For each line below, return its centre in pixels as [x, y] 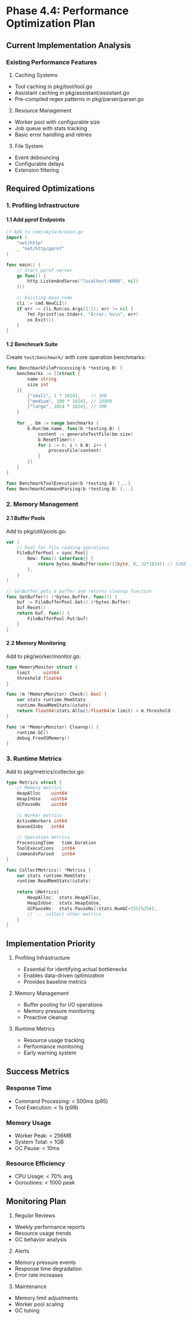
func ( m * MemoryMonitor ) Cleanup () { [53, 727]
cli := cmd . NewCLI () [42, 303]
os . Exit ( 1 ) [41, 320]
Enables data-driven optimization [64, 976]
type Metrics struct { [34, 782]
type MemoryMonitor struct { [42, 667]
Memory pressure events [45, 1263]
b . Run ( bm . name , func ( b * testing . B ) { [74, 428]
